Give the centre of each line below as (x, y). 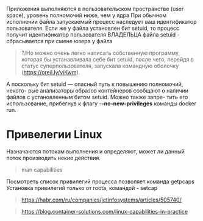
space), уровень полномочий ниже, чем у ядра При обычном (87, 15)
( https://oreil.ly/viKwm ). (51, 72)
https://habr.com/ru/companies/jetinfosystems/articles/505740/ (101, 200)
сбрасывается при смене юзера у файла (59, 41)
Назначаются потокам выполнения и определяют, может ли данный (95, 151)
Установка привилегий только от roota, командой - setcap (82, 188)
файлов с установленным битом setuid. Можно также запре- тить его (97, 97)
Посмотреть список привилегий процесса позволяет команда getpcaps (101, 181)
